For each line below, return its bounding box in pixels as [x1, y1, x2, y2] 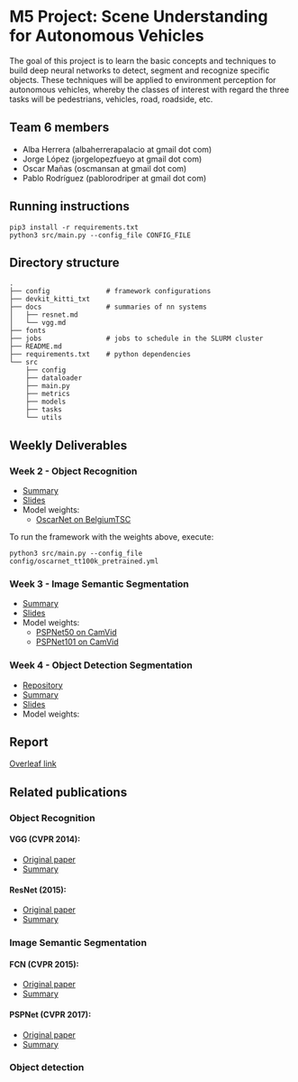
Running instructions [9, 199, 131, 214]
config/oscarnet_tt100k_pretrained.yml [9, 557, 159, 566]
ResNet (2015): [9, 884, 67, 895]
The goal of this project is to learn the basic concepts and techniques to [9, 55, 276, 66]
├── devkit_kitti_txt [9, 295, 91, 304]
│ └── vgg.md [9, 319, 67, 328]
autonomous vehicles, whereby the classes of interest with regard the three [9, 84, 290, 95]
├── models [25, 397, 67, 407]
